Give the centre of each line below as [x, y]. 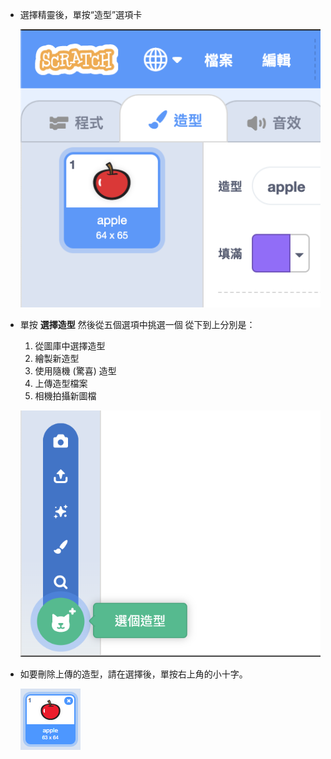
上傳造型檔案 [61, 384]
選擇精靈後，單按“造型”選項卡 [81, 14]
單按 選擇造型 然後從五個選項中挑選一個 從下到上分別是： [137, 325]
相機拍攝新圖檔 [65, 396]
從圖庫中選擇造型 [70, 346]
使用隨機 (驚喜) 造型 [75, 371]
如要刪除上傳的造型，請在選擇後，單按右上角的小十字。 [133, 674]
